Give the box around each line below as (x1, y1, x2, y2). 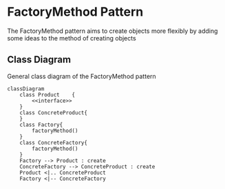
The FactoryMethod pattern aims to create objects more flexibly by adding (7, 27, 218, 35)
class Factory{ (19, 121, 63, 128)
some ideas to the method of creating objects (7, 34, 136, 42)
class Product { (19, 91, 76, 98)
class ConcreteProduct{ (19, 109, 88, 116)
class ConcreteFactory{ (19, 139, 88, 146)
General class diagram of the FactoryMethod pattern (7, 72, 156, 80)
